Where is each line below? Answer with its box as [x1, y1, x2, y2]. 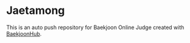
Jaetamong [6, 4, 65, 18]
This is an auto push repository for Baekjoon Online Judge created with [6, 24, 185, 31]
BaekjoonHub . [6, 30, 42, 37]
